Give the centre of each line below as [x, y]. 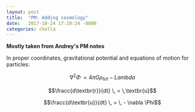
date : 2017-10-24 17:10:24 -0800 [51, 23]
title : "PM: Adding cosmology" [47, 18]
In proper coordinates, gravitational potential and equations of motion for [97, 58]
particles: [18, 65]
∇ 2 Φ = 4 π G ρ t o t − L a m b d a [102, 77]
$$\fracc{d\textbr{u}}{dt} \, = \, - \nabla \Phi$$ [102, 102]
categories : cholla [31, 29]
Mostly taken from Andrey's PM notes [55, 46]
